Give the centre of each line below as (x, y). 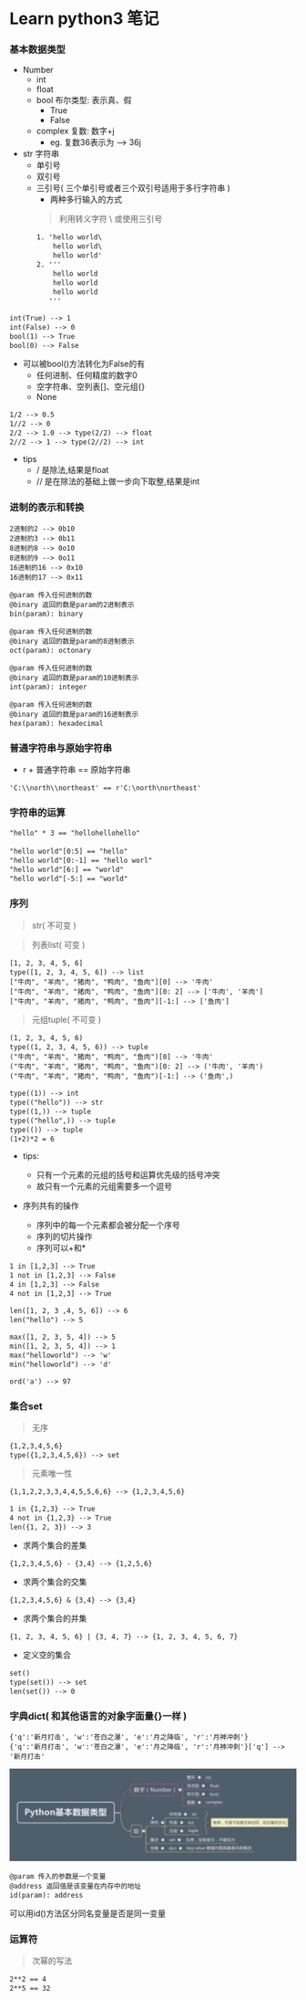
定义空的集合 (46, 1655)
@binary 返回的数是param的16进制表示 (74, 714)
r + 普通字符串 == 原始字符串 (76, 770)
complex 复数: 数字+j (76, 131)
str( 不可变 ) (54, 925)
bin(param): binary (46, 614)
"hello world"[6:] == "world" (67, 870)
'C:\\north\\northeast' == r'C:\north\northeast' (106, 788)
